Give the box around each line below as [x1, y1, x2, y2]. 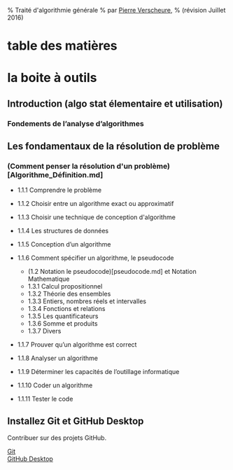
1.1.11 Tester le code [17, 395, 73, 403]
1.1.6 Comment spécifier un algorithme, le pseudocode [17, 254, 174, 262]
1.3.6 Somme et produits [27, 319, 98, 328]
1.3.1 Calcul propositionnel [27, 282, 103, 291]
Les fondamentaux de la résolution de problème [7, 140, 220, 153]
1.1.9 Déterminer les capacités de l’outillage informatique [17, 368, 180, 376]
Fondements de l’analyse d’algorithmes [7, 118, 145, 128]
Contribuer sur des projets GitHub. [7, 434, 107, 442]
